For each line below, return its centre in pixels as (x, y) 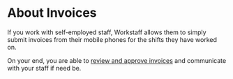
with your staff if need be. (44, 68)
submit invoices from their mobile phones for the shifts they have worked (112, 39)
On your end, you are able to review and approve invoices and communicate (117, 60)
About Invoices (52, 13)
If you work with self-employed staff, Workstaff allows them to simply (107, 32)
